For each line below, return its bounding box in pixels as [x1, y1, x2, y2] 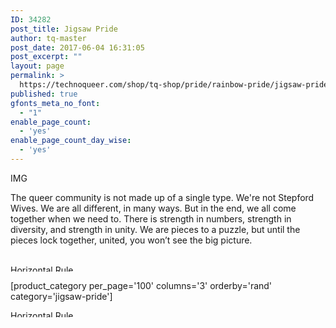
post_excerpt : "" [10, 52, 83, 62]
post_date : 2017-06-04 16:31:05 [10, 42, 145, 53]
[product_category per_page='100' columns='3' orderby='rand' [10, 279, 273, 291]
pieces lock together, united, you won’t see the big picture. [10, 234, 253, 246]
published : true [10, 89, 78, 99]
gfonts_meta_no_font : [10, 98, 101, 108]
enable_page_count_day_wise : [10, 136, 132, 146]
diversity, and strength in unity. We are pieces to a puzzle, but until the [10, 223, 301, 235]
